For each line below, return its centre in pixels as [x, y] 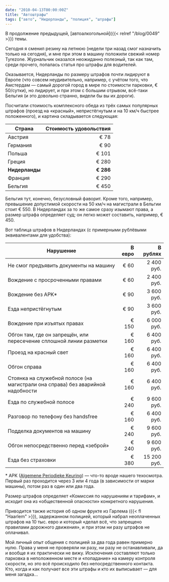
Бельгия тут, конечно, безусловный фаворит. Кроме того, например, [79, 199]
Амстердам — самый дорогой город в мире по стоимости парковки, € [81, 85]
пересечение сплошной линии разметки [58, 341]
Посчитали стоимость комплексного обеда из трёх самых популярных [82, 106]
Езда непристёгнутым [35, 309]
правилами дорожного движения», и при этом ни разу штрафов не [77, 527]
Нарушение [61, 251]
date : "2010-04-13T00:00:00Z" [37, 10]
